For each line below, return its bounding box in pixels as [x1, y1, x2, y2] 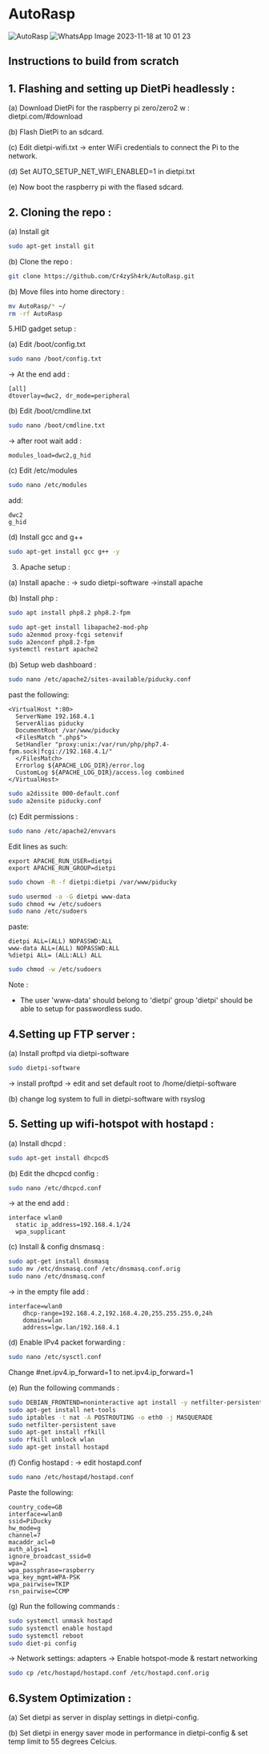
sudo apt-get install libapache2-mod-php [8, 623, 149, 631]
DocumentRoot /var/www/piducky [15, 727, 120, 735]
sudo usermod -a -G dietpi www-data [8, 893, 130, 901]
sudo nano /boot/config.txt [8, 355, 102, 363]
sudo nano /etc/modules [8, 482, 88, 490]
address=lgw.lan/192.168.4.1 [22, 1324, 120, 1332]
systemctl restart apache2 [8, 646, 98, 654]
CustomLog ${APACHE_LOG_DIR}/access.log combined [15, 768, 184, 777]
